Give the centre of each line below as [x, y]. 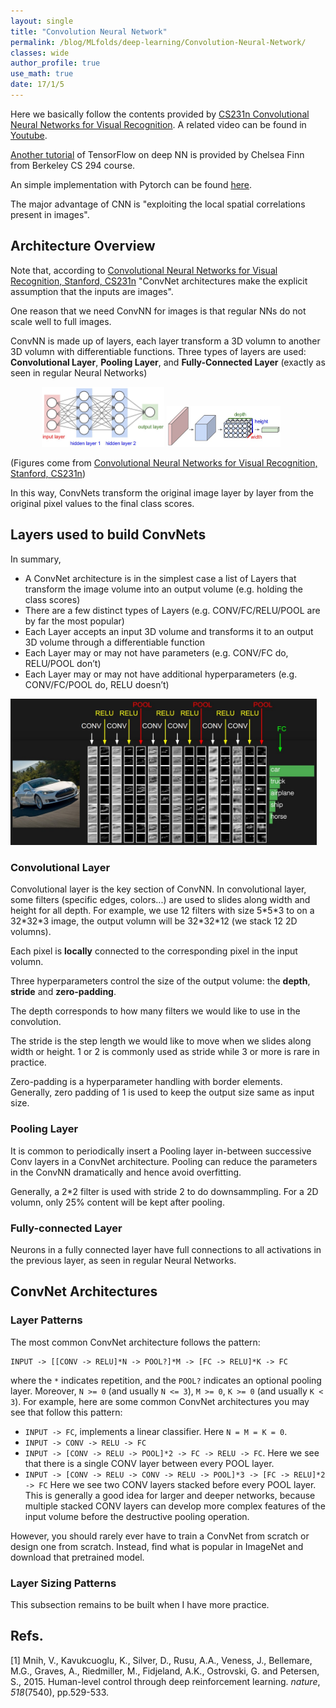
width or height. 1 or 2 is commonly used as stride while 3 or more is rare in [165, 1052]
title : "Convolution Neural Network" [89, 31]
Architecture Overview [83, 246]
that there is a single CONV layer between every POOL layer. [149, 1463]
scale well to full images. [61, 321]
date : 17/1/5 [37, 85]
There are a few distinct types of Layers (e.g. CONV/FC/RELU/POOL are [172, 610]
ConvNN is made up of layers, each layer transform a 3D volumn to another [165, 341]
